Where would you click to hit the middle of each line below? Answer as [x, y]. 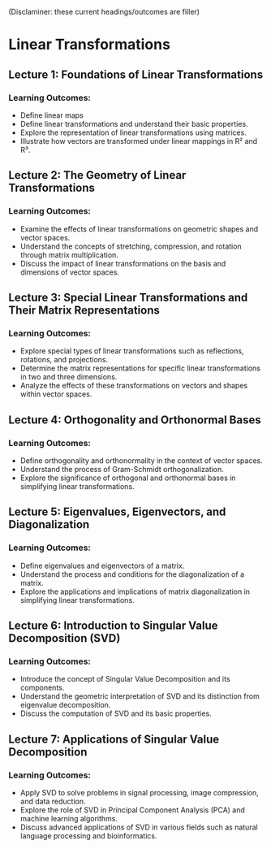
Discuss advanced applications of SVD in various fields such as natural [139, 827]
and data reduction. [53, 801]
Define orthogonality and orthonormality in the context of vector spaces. [141, 460]
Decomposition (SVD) [65, 638]
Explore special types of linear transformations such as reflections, [132, 351]
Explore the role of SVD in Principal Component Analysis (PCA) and [133, 810]
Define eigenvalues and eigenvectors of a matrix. [102, 565]
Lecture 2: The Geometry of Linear [97, 175]
